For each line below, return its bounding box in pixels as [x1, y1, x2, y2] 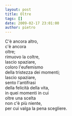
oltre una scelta [5, 95, 36, 101]
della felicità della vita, [5, 85, 49, 91]
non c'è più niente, [5, 100, 42, 106]
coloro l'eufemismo [5, 64, 43, 70]
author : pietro [5, 25, 36, 30]
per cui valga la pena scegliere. [5, 105, 68, 112]
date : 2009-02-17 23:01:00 [5, 20, 59, 26]
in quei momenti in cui [5, 90, 49, 96]
